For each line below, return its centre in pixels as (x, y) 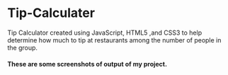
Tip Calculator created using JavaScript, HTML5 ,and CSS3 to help (105, 33)
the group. (22, 47)
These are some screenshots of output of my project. (87, 64)
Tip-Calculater (51, 13)
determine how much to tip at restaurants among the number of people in (114, 40)
